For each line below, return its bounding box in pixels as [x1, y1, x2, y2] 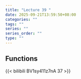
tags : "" [5, 21, 24, 27]
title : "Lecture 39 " [5, 7, 51, 13]
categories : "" [5, 17, 38, 22]
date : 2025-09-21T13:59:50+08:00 [5, 12, 76, 17]
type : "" [5, 36, 24, 41]
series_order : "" [5, 31, 42, 36]
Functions [5, 54, 38, 63]
